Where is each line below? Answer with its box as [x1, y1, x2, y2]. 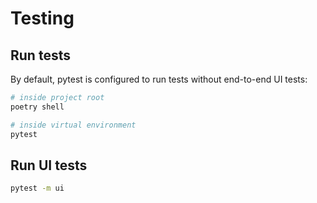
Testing [10, 7, 75, 30]
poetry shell [10, 102, 65, 112]
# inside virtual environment [10, 120, 137, 130]
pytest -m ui [10, 183, 65, 194]
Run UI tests [10, 157, 88, 174]
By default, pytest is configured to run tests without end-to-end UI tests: [10, 73, 308, 85]
